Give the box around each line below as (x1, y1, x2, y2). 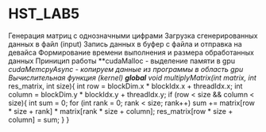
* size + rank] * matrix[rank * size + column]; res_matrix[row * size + (8, 106, 233, 115)
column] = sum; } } (8, 115, 70, 124)
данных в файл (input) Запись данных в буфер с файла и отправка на (8, 39, 242, 48)
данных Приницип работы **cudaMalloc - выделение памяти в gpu (8, 56, 236, 66)
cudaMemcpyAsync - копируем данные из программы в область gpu (8, 64, 244, 74)
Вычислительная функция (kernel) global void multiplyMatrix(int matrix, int (8, 73, 256, 82)
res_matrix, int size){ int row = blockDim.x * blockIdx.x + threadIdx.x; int (8, 81, 243, 91)
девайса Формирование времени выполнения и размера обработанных (8, 47, 254, 57)
